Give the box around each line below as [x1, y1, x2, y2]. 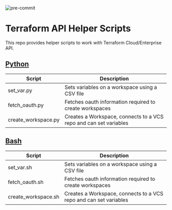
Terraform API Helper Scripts [5, 23, 131, 34]
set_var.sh [8, 164, 32, 171]
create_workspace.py [8, 116, 60, 123]
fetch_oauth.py [8, 101, 44, 108]
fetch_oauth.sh [8, 178, 44, 185]
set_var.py [8, 87, 32, 94]
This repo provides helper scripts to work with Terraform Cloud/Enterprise [5, 39, 162, 45]
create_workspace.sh [8, 193, 60, 200]
